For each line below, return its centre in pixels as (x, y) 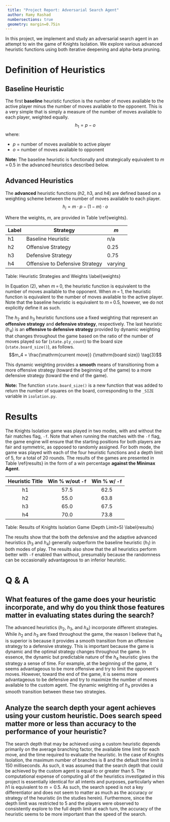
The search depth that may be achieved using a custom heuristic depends (83, 744)
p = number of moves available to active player (62, 144)
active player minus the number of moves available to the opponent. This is (84, 106)
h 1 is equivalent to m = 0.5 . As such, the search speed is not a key (74, 787)
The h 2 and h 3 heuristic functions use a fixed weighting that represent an (82, 318)
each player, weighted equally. (37, 117)
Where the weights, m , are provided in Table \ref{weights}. (66, 217)
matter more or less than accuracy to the (71, 724)
